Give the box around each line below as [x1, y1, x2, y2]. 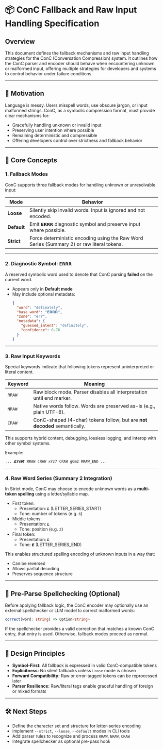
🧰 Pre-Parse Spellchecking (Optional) [5, 589, 120, 598]
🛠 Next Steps [5, 708, 47, 716]
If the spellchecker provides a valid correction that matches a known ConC [5, 626, 154, 631]
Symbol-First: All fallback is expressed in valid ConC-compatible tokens [12, 662, 157, 668]
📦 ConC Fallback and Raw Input [5, 4, 137, 16]
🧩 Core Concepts [5, 156, 57, 165]
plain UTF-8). [33, 409, 65, 415]
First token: [12, 500, 35, 506]
